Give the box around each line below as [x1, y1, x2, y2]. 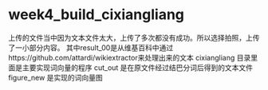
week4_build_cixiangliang [8, 6, 185, 24]
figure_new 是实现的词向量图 [8, 72, 104, 82]
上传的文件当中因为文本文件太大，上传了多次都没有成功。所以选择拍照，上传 [8, 33, 260, 42]
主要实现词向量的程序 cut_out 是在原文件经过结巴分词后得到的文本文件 [22, 62, 254, 72]
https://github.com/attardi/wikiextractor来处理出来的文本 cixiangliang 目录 [8, 53, 251, 62]
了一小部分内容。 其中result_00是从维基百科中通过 [8, 42, 174, 53]
